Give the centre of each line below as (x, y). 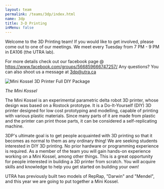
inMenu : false (20, 28)
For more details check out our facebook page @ (55, 62)
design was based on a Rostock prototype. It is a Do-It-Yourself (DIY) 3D (78, 105)
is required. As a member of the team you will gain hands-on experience (78, 151)
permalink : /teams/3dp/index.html (40, 14)
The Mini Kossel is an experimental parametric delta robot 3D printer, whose (82, 100)
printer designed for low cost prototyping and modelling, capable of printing (82, 111)
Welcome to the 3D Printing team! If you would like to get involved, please (80, 42)
